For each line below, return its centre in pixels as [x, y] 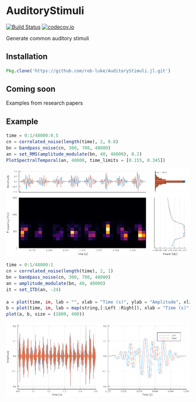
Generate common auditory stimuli [48, 38]
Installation [27, 57]
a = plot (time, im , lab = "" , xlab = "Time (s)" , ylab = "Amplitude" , [94, 302]
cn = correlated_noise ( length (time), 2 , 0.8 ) [62, 142]
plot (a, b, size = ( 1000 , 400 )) [45, 314]
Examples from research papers [45, 103]
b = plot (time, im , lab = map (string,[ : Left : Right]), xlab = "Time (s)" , [99, 308]
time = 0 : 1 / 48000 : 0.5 [32, 136]
